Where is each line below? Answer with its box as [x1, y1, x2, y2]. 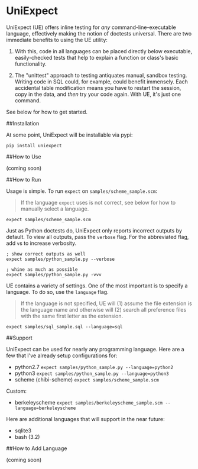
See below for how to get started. [6, 108, 87, 115]
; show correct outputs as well [6, 251, 86, 257]
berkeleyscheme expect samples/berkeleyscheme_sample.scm [14, 399, 163, 406]
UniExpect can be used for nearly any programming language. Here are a [6, 345, 184, 352]
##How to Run [6, 176, 41, 183]
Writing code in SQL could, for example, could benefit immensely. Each [14, 78, 188, 85]
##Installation [6, 119, 40, 127]
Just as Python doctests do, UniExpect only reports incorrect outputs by [6, 227, 182, 234]
